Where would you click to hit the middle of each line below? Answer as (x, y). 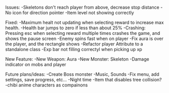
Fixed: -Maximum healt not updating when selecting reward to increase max (85, 22)
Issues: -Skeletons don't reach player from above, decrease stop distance (82, 7)
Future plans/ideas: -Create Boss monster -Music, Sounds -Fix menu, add (82, 74)
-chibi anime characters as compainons (47, 85)
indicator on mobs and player (36, 64)
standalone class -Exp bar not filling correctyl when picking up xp (74, 49)
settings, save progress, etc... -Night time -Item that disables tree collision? (83, 80)
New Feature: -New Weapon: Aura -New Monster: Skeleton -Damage (77, 59)
